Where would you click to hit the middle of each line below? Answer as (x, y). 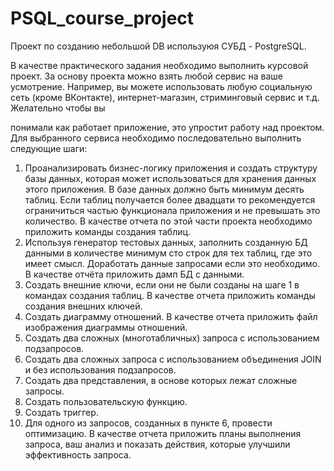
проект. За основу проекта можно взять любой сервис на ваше (146, 76)
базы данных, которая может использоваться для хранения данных (170, 178)
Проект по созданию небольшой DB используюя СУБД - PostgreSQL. (158, 46)
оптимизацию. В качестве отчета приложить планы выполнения (163, 433)
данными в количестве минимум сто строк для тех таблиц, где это (168, 253)
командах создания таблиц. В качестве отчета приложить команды (170, 295)
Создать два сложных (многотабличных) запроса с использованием (172, 338)
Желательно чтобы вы (58, 108)
